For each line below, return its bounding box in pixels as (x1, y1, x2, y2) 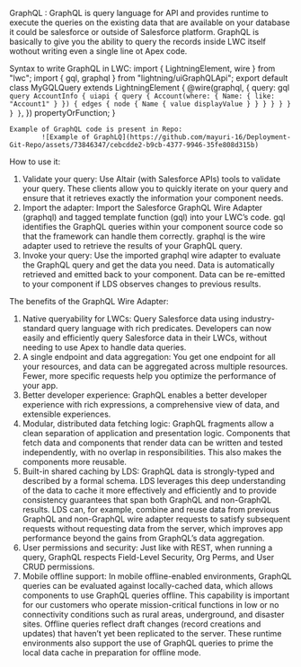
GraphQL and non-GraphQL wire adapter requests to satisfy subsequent (22, 513, 290, 524)
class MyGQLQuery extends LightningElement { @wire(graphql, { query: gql (9, 83, 290, 92)
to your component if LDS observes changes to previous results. (22, 278, 261, 289)
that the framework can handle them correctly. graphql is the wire (22, 231, 266, 241)
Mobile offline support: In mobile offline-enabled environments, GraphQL (22, 571, 292, 582)
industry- (241, 313, 276, 324)
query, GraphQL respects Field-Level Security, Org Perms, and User (22, 552, 275, 562)
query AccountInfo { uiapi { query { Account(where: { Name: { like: (9, 92, 276, 101)
